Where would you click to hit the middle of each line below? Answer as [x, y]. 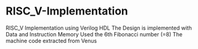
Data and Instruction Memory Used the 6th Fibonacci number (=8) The [94, 34]
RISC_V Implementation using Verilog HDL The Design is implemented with [99, 28]
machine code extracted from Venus [51, 41]
